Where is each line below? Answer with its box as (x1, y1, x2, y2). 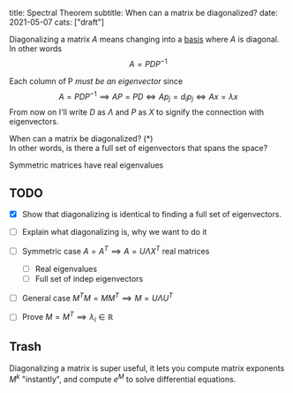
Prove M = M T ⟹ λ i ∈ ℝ (21, 310, 114, 325)
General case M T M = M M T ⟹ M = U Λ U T (21, 291, 174, 303)
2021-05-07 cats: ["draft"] (9, 17, 104, 27)
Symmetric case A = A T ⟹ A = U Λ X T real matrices (21, 245, 210, 256)
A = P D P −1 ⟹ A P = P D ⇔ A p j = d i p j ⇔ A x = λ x (58, 89, 238, 104)
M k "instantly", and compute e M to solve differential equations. (9, 372, 237, 384)
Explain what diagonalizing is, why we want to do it (21, 226, 207, 237)
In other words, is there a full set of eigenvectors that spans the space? (9, 143, 268, 154)
